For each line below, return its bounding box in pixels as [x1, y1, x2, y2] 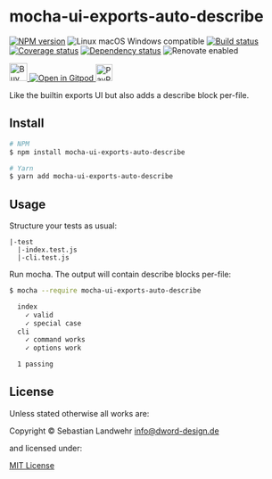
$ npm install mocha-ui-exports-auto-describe [9, 147, 185, 157]
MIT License [9, 459, 55, 470]
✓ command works [25, 335, 87, 344]
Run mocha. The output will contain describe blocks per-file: [9, 269, 232, 280]
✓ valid [25, 310, 54, 319]
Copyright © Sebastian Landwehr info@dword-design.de [9, 425, 220, 436]
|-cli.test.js [17, 253, 70, 262]
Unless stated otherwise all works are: [9, 408, 150, 418]
